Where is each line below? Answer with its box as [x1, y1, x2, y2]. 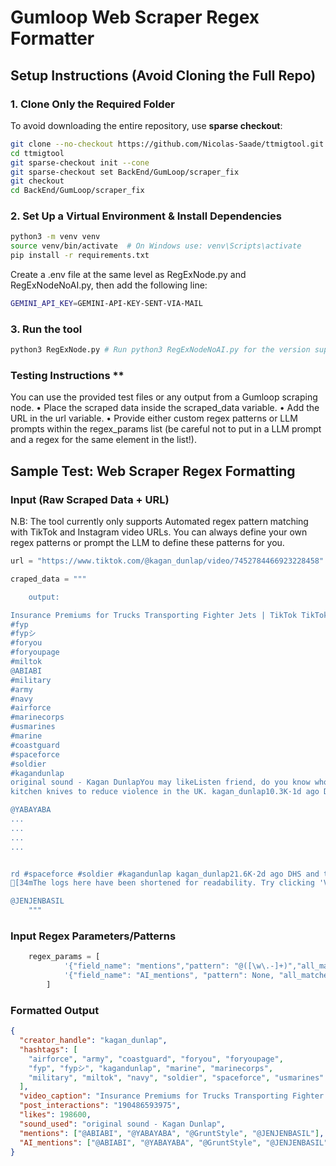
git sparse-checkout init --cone [10, 157, 150, 168]
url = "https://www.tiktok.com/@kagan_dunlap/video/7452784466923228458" [10, 556, 325, 566]
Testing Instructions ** [10, 369, 125, 383]
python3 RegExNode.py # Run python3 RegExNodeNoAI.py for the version [10, 345, 311, 355]
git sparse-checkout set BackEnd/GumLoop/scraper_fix [10, 167, 240, 177]
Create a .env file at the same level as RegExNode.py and [10, 269, 247, 281]
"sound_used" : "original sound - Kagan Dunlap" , [19, 1119, 226, 1129]
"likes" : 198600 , [19, 1110, 92, 1120]
